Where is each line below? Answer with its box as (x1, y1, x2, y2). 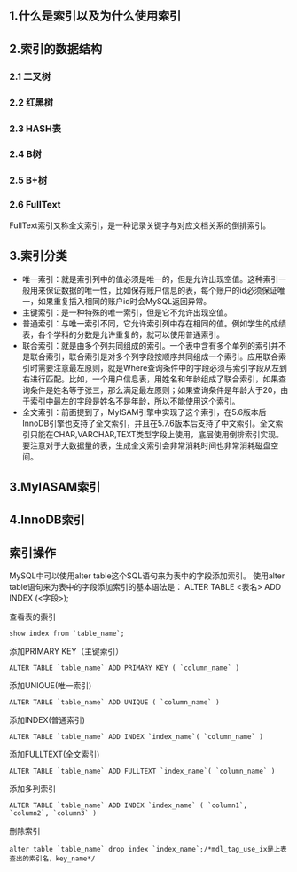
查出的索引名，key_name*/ (9, 854, 96, 863)
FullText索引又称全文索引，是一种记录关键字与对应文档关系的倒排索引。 (9, 220, 271, 231)
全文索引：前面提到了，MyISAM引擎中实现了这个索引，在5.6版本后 (21, 406, 267, 417)
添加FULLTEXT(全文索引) (9, 749, 100, 760)
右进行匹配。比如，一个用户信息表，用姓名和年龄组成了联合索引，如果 (21, 373, 279, 384)
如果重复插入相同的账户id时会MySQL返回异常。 (37, 295, 211, 306)
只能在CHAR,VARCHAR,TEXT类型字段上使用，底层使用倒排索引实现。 (29, 428, 284, 439)
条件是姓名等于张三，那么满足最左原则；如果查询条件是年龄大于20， (29, 384, 281, 395)
